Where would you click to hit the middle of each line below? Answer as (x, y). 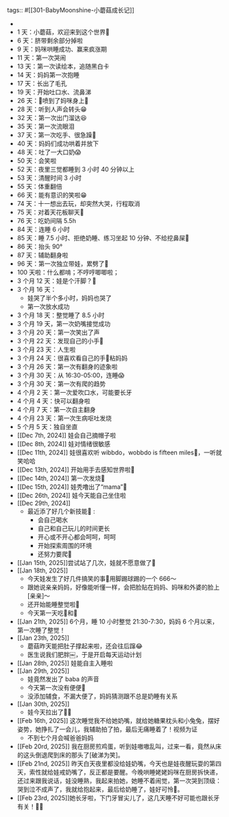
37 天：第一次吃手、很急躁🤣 (57, 135)
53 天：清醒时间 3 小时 (49, 178)
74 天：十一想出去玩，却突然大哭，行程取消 (79, 204)
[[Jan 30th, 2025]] (43, 704)
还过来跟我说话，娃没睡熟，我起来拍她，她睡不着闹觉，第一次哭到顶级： (119, 781)
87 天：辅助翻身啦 (43, 255)
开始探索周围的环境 (65, 545)
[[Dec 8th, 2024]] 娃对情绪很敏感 (64, 444)
